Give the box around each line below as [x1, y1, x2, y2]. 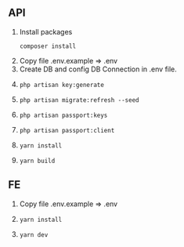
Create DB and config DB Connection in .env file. [19, 64, 178, 74]
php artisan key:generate [19, 81, 104, 89]
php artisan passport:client [19, 126, 115, 134]
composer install [19, 42, 77, 50]
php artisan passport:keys [19, 111, 108, 119]
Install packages [19, 27, 73, 36]
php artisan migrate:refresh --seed [19, 96, 139, 104]
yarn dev [19, 231, 49, 238]
